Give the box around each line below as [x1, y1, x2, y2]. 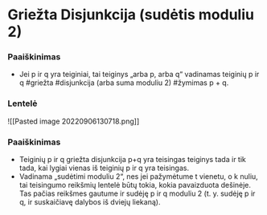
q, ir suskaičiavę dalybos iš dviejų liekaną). [18, 197, 161, 207]
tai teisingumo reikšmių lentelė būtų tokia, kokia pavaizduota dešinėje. [18, 181, 251, 190]
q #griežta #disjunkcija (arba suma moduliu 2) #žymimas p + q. [18, 78, 229, 87]
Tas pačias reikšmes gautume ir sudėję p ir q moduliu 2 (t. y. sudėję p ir [18, 189, 256, 198]
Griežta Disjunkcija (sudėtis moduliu [7, 6, 255, 24]
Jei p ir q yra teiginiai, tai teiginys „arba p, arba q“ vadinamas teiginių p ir [18, 70, 260, 79]
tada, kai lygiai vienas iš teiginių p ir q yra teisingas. [18, 163, 190, 173]
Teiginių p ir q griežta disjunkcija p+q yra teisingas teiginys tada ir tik [18, 155, 246, 164]
